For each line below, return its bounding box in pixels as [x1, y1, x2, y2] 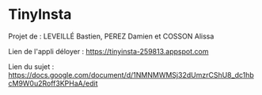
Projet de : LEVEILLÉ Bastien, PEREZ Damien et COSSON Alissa [8, 31, 215, 41]
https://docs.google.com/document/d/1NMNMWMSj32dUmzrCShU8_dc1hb [8, 70, 255, 79]
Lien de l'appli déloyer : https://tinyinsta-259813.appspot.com [8, 46, 209, 56]
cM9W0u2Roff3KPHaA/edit [8, 79, 98, 88]
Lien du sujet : [8, 61, 55, 71]
